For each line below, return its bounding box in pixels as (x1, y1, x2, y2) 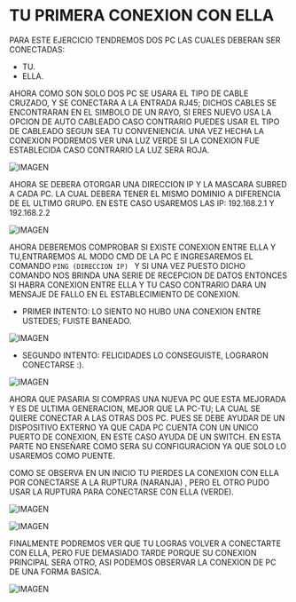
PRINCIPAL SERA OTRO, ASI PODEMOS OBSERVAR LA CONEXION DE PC (9, 557, 277, 567)
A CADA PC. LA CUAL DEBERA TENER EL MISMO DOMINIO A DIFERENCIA (9, 188, 281, 199)
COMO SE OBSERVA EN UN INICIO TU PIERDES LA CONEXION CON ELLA (9, 467, 279, 478)
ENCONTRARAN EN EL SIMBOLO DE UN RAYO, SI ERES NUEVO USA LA (9, 107, 272, 117)
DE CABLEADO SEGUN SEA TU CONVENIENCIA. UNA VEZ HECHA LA (9, 125, 264, 136)
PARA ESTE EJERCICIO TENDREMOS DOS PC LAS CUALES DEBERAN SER (9, 35, 281, 45)
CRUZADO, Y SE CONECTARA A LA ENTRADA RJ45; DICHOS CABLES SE (9, 97, 277, 107)
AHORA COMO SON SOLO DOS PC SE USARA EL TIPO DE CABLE (9, 88, 249, 99)
